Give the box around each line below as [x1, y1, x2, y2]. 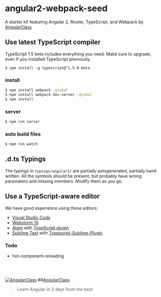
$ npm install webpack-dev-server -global [5, 92, 92, 97]
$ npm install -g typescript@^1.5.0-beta [5, 65, 90, 70]
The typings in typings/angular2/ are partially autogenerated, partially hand [5, 168, 157, 173]
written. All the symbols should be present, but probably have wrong [5, 173, 142, 179]
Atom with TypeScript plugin [12, 225, 69, 231]
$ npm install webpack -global [5, 88, 68, 93]
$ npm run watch [5, 141, 38, 147]
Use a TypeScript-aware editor [5, 192, 100, 201]
